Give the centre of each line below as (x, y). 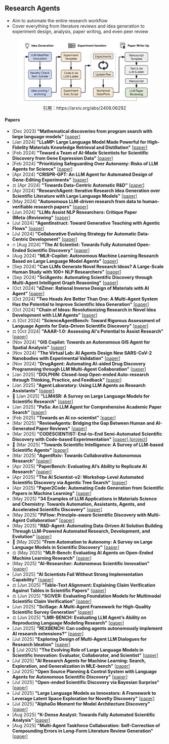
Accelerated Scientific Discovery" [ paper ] (57, 509)
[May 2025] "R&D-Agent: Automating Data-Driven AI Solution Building (87, 525)
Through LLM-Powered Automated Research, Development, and (81, 531)
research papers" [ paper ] (61, 207)
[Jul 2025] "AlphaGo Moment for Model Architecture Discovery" (81, 704)
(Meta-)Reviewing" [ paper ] (41, 218)
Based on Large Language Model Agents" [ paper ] (65, 261)
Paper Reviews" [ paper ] (61, 428)
